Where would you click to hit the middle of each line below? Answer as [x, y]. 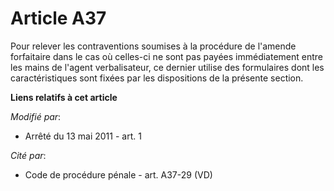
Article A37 [58, 18]
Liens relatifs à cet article [64, 97]
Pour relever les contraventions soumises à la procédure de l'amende [153, 46]
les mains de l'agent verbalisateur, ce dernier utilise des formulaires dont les [167, 67]
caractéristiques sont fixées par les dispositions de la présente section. [157, 78]
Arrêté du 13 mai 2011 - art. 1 [83, 136]
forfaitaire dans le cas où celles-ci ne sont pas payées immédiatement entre [167, 56]
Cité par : [28, 155]
